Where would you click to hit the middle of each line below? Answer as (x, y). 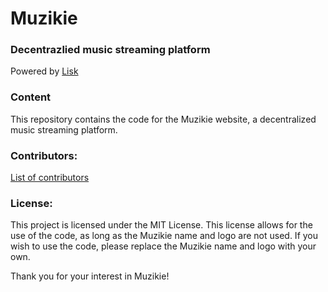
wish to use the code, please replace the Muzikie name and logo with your (163, 246)
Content (31, 97)
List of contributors (50, 178)
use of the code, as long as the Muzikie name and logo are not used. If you (164, 236)
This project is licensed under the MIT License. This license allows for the (161, 225)
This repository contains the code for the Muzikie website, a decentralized (163, 119)
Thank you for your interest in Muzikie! (90, 276)
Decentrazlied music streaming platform (110, 50)
